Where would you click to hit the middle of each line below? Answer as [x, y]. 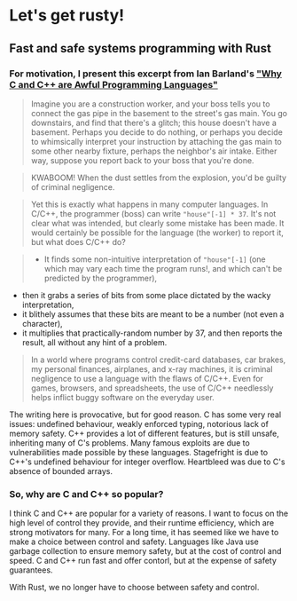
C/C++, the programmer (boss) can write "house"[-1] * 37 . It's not [153, 213]
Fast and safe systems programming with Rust [141, 48]
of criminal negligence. [73, 186]
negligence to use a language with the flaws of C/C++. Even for [147, 378]
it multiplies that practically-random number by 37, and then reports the [152, 333]
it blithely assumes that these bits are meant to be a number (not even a [153, 314]
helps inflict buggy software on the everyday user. [122, 397]
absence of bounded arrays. [61, 471]
